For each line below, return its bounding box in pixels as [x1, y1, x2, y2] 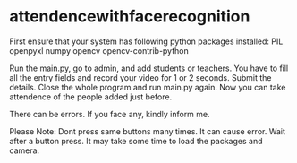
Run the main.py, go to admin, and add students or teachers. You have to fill [9, 63, 289, 73]
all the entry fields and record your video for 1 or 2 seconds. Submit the [9, 72, 272, 82]
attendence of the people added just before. [9, 91, 173, 102]
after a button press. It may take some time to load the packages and [9, 135, 263, 146]
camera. [9, 145, 40, 156]
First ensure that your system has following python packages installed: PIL [9, 36, 284, 47]
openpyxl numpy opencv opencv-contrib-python [9, 45, 190, 56]
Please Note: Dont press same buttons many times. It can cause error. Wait [9, 125, 286, 136]
